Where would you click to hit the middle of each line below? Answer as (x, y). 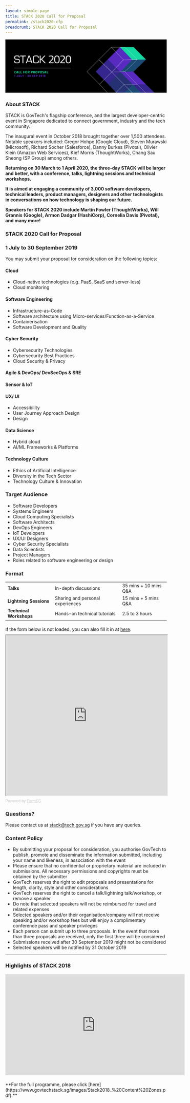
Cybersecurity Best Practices (44, 355)
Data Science (20, 430)
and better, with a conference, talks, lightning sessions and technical (80, 173)
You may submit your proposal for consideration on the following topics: (81, 259)
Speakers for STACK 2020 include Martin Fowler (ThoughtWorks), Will (82, 209)
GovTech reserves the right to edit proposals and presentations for (83, 882)
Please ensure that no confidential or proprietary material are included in (89, 866)
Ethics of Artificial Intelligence (44, 470)
